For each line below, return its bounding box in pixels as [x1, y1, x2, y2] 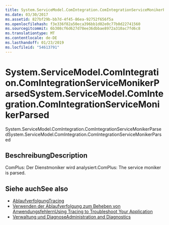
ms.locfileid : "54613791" [5, 45, 59, 50]
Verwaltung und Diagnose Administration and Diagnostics [12, 214, 131, 220]
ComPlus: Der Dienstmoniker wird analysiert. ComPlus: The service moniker [5, 165, 161, 171]
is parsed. [5, 170, 26, 176]
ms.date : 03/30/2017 [5, 12, 49, 17]
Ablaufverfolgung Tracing [12, 198, 64, 204]
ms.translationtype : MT [5, 31, 55, 36]
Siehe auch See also [5, 184, 68, 193]
